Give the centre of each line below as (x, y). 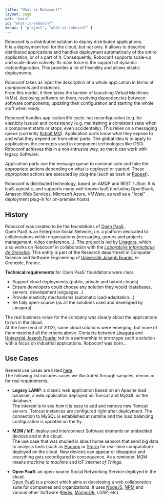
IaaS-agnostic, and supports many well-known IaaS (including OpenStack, (80, 189)
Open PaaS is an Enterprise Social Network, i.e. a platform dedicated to (77, 231)
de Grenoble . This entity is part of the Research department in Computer (78, 252)
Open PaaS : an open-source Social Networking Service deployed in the (84, 471)
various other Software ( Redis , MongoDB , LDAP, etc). (66, 492)
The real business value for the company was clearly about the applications (81, 317)
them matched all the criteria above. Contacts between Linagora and (74, 333)
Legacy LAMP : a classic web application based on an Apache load (79, 390)
